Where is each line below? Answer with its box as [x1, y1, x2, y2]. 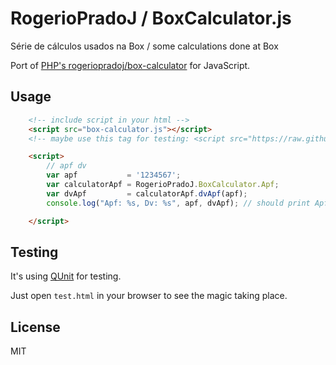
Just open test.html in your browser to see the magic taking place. [10, 290, 288, 302]
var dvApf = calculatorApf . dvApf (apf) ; [46, 188, 248, 199]
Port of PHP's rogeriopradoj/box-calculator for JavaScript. [10, 59, 251, 71]
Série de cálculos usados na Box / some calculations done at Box [10, 40, 279, 52]
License [10, 318, 61, 336]
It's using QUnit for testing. [10, 270, 122, 282]
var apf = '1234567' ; [46, 170, 182, 181]
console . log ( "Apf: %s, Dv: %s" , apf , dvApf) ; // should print [46, 198, 311, 208]
